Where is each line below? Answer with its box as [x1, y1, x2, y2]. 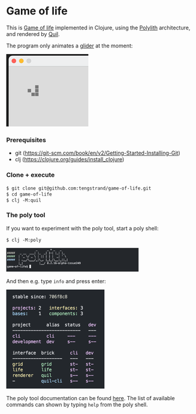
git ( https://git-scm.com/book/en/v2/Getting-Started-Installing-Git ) [14, 149, 181, 157]
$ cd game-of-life [6, 191, 52, 197]
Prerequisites [6, 136, 46, 144]
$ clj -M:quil [6, 197, 42, 203]
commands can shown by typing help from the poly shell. [6, 401, 148, 409]
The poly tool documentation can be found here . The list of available [6, 395, 175, 402]
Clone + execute [6, 171, 55, 179]
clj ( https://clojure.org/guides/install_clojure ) [14, 156, 125, 163]
